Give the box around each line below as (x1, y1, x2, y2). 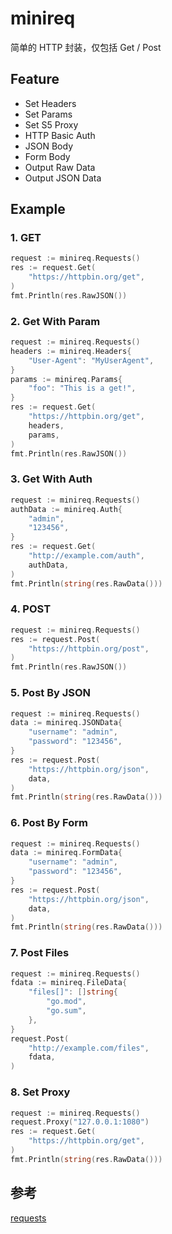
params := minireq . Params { (10, 374, 123, 384)
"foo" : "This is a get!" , (28, 383, 137, 394)
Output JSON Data (24, 172, 102, 184)
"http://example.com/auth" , (28, 551, 145, 561)
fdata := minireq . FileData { (10, 978, 128, 988)
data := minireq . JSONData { (10, 718, 123, 728)
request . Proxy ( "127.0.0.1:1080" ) (10, 1117, 150, 1127)
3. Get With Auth (10, 472, 93, 486)
